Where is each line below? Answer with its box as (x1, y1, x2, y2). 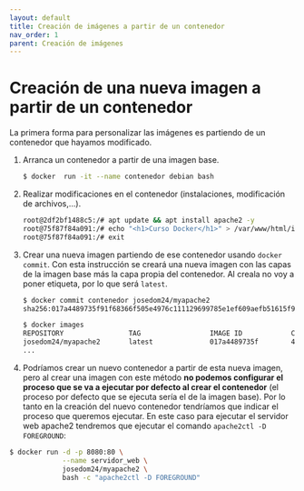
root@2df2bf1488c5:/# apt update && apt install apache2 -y (22, 215, 255, 225)
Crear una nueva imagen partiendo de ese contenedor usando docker (22, 249, 283, 260)
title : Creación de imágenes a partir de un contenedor (9, 22, 225, 31)
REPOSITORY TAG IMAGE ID (22, 329, 243, 338)
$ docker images (22, 320, 84, 330)
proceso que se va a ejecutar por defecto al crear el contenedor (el (22, 381, 279, 392)
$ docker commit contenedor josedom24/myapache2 (22, 296, 211, 305)
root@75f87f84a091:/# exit (22, 233, 125, 242)
